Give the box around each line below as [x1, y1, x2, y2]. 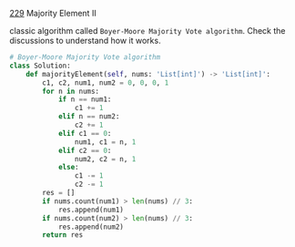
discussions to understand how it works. [9, 36, 161, 46]
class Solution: [9, 61, 71, 70]
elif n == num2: [57, 112, 120, 121]
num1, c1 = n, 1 [74, 137, 137, 147]
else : [57, 163, 79, 172]
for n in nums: [42, 87, 100, 96]
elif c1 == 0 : [57, 129, 112, 138]
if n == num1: [57, 95, 112, 104]
